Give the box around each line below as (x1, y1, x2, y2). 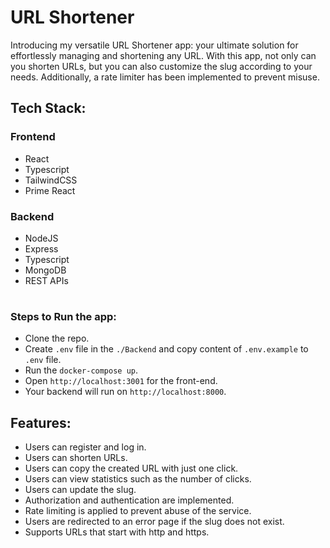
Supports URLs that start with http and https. (24, 526, 210, 538)
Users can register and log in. (24, 441, 147, 453)
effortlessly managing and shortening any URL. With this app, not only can (10, 49, 317, 61)
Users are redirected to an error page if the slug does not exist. (24, 516, 285, 528)
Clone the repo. (24, 332, 90, 345)
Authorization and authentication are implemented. (24, 494, 235, 506)
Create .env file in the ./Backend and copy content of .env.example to (24, 343, 309, 355)
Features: (10, 414, 72, 431)
